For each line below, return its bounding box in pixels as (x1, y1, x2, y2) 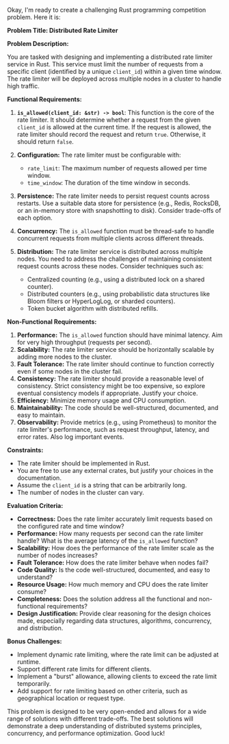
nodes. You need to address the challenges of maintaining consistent (16, 255, 212, 263)
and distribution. (16, 624, 64, 632)
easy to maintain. (16, 411, 66, 419)
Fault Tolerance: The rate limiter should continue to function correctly (16, 360, 215, 368)
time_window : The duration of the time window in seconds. (27, 179, 191, 187)
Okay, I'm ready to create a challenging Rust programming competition (7, 6, 206, 14)
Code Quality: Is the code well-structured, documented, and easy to (16, 566, 211, 574)
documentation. (16, 474, 62, 482)
